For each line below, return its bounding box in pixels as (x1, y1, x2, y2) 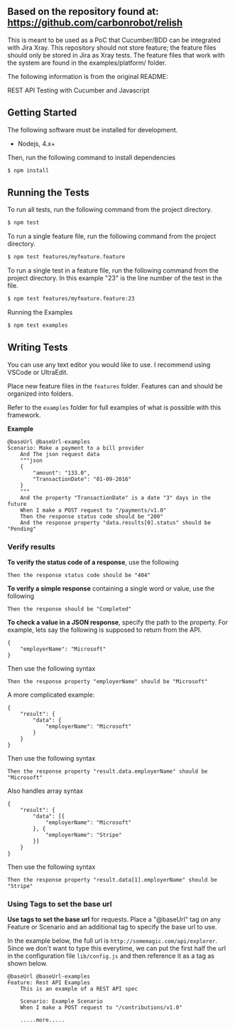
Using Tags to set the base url (7, 899, 112, 909)
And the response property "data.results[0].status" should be (20, 519, 212, 526)
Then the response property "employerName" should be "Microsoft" (7, 677, 208, 685)
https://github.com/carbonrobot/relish (7, 17, 183, 29)
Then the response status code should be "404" (7, 571, 151, 579)
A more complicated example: (7, 690, 95, 699)
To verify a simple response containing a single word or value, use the (7, 584, 215, 593)
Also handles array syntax (7, 786, 84, 795)
